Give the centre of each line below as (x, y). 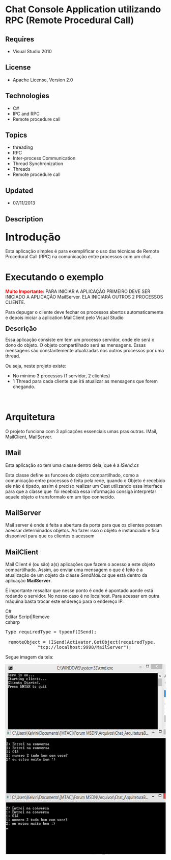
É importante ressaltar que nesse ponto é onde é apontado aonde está (79, 591)
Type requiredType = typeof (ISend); (51, 632)
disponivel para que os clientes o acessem (50, 536)
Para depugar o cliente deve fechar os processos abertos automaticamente (84, 312)
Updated (19, 190)
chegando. (24, 387)
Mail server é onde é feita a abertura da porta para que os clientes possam (83, 525)
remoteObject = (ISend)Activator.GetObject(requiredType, (82, 642)
